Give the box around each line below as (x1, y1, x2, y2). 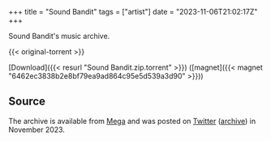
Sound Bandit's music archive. (8, 32, 110, 41)
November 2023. (8, 125, 65, 135)
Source (8, 95, 46, 109)
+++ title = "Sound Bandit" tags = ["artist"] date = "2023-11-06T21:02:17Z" (8, 7, 258, 16)
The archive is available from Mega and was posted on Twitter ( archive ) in (8, 116, 256, 126)
